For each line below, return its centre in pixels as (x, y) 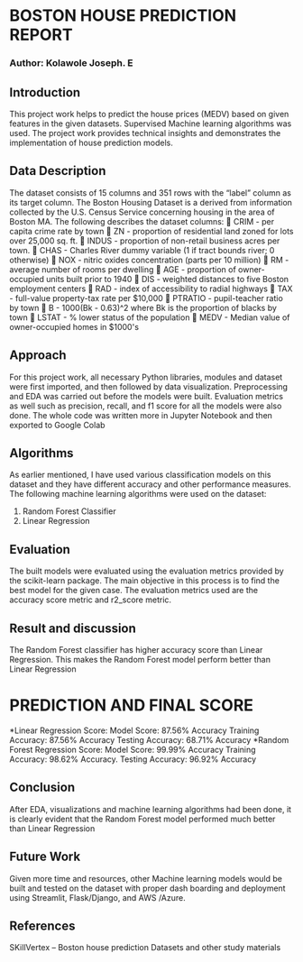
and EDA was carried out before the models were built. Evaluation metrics (147, 396)
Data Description (58, 171)
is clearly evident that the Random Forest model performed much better (142, 819)
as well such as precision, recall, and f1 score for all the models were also (146, 406)
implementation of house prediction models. (92, 142)
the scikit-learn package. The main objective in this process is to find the (144, 581)
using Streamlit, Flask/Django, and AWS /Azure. (98, 897)
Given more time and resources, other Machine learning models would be (146, 878)
